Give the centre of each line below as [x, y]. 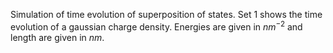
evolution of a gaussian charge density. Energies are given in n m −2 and [156, 26]
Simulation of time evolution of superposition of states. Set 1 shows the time [166, 14]
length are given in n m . [57, 37]
